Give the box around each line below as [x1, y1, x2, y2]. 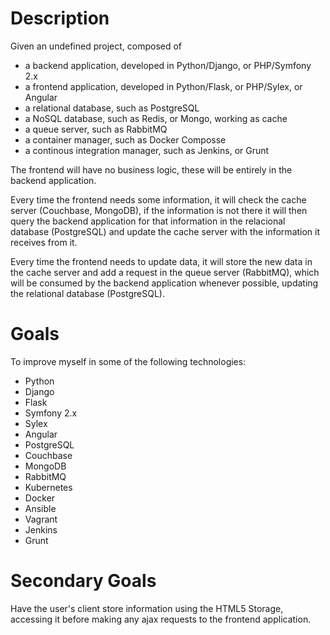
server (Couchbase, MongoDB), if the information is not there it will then [10, 204, 308, 216]
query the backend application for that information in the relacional [10, 215, 286, 227]
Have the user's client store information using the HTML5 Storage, [10, 602, 284, 614]
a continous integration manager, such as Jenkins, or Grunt [24, 144, 270, 156]
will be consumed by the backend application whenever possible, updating [10, 277, 319, 289]
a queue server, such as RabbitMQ [24, 123, 168, 135]
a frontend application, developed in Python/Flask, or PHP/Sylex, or [24, 80, 303, 92]
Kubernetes [24, 481, 73, 493]
